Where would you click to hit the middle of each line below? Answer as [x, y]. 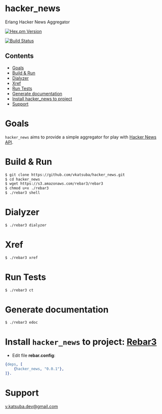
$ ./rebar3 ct [19, 290]
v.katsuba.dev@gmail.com [32, 406]
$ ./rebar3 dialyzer [26, 225]
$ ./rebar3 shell [23, 193]
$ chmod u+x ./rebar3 [27, 188]
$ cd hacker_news [23, 179]
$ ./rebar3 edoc [21, 323]
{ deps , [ [14, 364]
